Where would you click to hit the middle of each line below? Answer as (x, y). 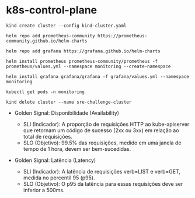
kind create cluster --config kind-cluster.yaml (66, 26)
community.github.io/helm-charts (47, 41)
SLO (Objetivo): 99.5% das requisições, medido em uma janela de (102, 143)
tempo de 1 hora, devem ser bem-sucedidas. (77, 148)
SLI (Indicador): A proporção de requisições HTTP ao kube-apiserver (106, 124)
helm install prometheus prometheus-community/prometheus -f (82, 61)
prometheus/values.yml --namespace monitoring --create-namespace (88, 66)
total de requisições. (48, 136)
